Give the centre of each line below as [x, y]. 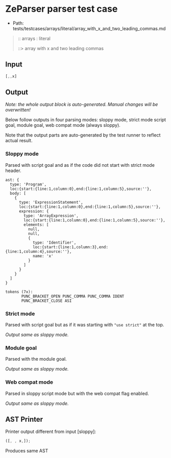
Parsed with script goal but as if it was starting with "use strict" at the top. [85, 325]
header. [13, 170]
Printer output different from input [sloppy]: [51, 432]
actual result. [19, 141]
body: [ [18, 193]
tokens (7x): [19, 292]
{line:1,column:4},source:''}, [39, 251]
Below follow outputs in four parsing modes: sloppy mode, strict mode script [86, 120]
